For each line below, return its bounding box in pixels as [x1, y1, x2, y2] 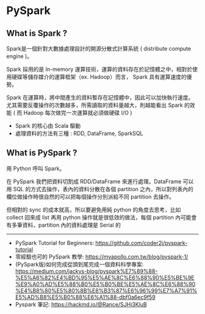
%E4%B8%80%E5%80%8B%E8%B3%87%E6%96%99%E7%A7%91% [15, 287, 198, 294]
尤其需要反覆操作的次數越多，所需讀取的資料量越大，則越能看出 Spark [6, 101, 183, 109]
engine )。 [6, 53, 32, 60]
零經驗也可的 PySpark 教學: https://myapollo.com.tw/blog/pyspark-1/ [15, 253, 189, 260]
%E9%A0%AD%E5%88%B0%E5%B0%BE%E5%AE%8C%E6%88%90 [15, 280, 196, 288]
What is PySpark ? [6, 148, 77, 158]
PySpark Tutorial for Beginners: [15, 239, 95, 246]
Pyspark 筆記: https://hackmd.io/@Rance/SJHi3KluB [15, 301, 148, 308]
